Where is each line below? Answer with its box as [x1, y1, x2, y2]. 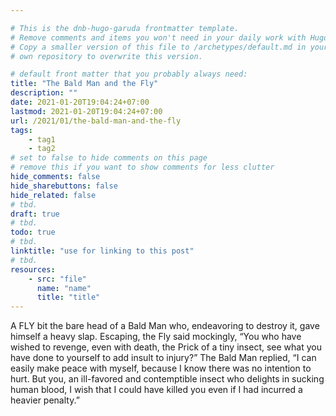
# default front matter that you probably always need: [10, 69, 248, 80]
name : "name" [36, 283, 92, 293]
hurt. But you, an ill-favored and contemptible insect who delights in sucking [10, 373, 325, 385]
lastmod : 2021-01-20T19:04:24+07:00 [10, 106, 163, 116]
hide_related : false [10, 190, 97, 200]
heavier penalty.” [10, 394, 80, 406]
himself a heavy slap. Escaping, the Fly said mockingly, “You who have [10, 331, 302, 343]
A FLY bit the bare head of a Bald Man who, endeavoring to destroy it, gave [10, 320, 320, 332]
